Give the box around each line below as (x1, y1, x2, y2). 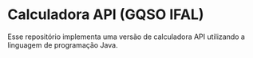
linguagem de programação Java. (7, 40, 118, 49)
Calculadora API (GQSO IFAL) (7, 6, 204, 24)
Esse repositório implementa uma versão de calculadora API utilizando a (7, 32, 245, 41)
